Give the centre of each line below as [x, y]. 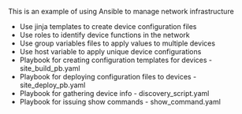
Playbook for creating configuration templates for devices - [116, 60]
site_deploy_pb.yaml [52, 85]
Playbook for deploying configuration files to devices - [108, 77]
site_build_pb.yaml [50, 68]
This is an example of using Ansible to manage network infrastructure [121, 11]
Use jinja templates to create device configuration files [108, 26]
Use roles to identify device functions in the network [105, 35]
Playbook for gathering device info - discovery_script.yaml [114, 93]
